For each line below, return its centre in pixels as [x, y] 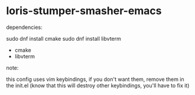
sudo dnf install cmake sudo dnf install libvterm [64, 38]
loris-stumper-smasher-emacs [84, 11]
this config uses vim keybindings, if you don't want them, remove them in [95, 79]
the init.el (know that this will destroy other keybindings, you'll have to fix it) [98, 85]
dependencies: [24, 27]
